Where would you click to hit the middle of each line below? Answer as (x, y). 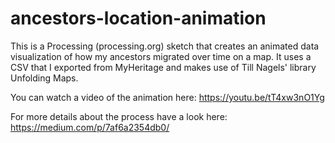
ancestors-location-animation (138, 18)
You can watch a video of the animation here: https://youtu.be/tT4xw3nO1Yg (167, 97)
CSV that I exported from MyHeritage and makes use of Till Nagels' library (163, 67)
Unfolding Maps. (44, 78)
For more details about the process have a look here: (119, 116)
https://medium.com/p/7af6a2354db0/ (90, 127)
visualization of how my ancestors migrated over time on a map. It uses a (161, 56)
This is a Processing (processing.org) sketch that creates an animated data (165, 46)
